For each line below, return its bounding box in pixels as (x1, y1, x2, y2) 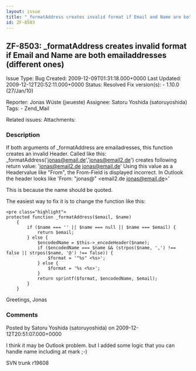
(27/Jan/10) (6, 87, 34, 94)
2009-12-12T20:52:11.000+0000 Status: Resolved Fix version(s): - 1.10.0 (6, 81, 180, 88)
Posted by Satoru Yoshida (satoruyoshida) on (6, 324, 115, 331)
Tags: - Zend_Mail (6, 105, 50, 112)
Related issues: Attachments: (6, 116, 76, 123)
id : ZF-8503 (6, 19, 35, 25)
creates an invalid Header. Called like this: (6, 150, 107, 157)
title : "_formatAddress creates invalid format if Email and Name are (6, 14, 181, 20)
